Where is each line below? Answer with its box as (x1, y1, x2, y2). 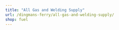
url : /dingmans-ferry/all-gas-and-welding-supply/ (5, 12, 114, 17)
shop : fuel (5, 17, 28, 22)
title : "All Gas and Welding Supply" (5, 7, 85, 13)
